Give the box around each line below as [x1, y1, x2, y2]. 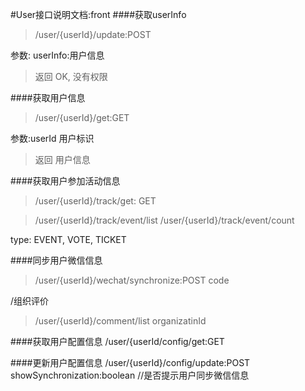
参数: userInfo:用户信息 [10, 49, 105, 61]
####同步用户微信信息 [10, 254, 103, 266]
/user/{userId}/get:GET [34, 112, 130, 123]
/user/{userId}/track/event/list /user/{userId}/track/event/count [34, 214, 295, 226]
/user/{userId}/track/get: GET [34, 195, 157, 207]
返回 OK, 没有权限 [34, 71, 108, 82]
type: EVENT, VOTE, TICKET [10, 234, 127, 245]
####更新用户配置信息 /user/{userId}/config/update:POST [10, 357, 251, 368]
